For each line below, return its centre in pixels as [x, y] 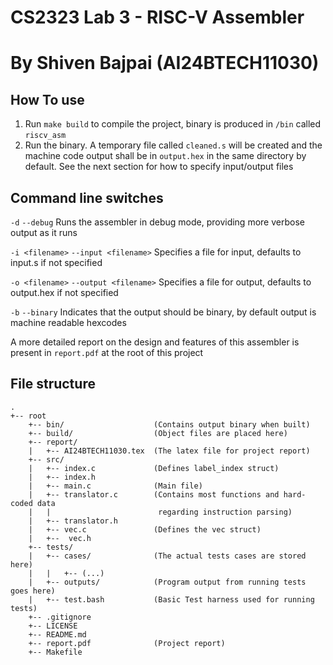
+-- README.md [57, 634]
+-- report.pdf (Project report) [127, 643]
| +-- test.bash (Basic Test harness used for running [171, 599]
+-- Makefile [55, 652]
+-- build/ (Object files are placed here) [158, 433]
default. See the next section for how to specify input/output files [159, 167]
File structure [53, 384]
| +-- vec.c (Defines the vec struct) [145, 529]
